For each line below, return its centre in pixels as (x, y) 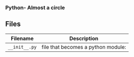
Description (84, 38)
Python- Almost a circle (35, 8)
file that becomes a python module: (84, 47)
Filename (22, 38)
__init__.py (22, 47)
